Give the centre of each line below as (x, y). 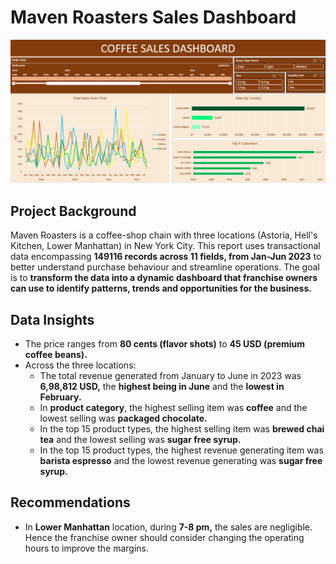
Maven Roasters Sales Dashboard (153, 17)
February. (60, 397)
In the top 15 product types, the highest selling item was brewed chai (182, 428)
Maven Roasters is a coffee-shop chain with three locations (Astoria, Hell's (164, 235)
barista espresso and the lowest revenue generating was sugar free (181, 460)
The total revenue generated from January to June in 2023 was (170, 375)
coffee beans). (56, 354)
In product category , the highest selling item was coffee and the (173, 407)
